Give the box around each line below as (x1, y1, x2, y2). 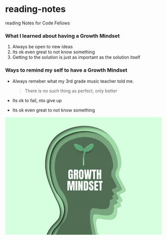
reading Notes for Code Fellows (5, 20, 71, 26)
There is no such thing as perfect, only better (24, 88, 118, 94)
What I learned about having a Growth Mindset (5, 32, 120, 39)
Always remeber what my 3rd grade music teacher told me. (12, 78, 134, 84)
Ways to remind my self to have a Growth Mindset (5, 67, 128, 74)
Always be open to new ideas (12, 44, 73, 50)
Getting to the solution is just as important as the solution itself (12, 54, 141, 60)
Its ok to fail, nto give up (12, 97, 62, 103)
